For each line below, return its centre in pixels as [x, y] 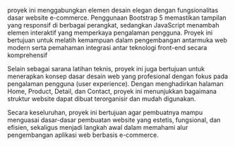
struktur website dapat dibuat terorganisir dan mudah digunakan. [102, 99]
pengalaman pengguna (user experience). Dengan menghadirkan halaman [115, 84]
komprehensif [28, 55]
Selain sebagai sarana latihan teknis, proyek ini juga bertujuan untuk [106, 69]
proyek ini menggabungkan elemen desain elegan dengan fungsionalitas [113, 10]
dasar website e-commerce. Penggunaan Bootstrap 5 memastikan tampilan [117, 18]
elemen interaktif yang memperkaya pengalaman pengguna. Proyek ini [110, 32]
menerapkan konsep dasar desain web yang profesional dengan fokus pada [117, 76]
